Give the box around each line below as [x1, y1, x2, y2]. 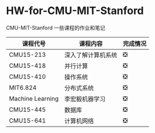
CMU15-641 [9, 116, 46, 124]
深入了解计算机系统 [64, 51, 118, 59]
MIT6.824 [9, 83, 37, 91]
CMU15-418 [9, 62, 46, 70]
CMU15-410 [9, 72, 46, 80]
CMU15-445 [9, 105, 46, 114]
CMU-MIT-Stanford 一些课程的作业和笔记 [6, 24, 106, 31]
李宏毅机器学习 [64, 95, 106, 103]
